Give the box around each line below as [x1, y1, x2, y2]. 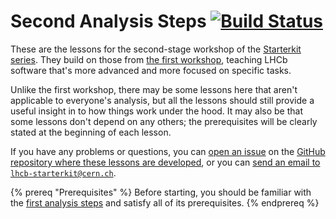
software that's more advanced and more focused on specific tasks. [10, 64, 292, 76]
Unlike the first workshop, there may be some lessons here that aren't [10, 83, 298, 95]
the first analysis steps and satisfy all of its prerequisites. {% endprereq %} [10, 196, 320, 209]
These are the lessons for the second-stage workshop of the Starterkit [10, 43, 302, 55]
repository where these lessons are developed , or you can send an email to [10, 156, 321, 168]
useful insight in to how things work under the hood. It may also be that [10, 105, 303, 117]
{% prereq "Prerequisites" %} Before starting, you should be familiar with [10, 186, 312, 198]
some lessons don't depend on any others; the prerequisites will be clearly [10, 115, 318, 127]
